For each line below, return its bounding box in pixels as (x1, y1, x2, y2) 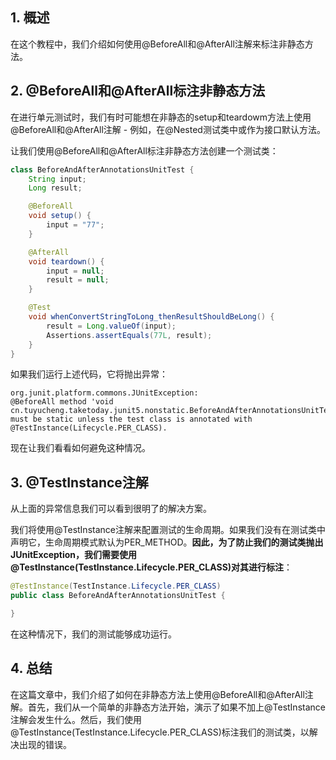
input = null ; (46, 266, 105, 276)
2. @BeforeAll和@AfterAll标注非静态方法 (10, 83, 266, 100)
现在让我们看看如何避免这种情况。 (10, 442, 151, 454)
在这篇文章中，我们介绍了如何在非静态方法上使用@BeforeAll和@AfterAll (10, 688, 305, 700)
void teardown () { (28, 256, 105, 267)
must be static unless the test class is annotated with (10, 414, 253, 425)
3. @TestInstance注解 (10, 474, 149, 491)
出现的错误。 (18, 738, 72, 750)
